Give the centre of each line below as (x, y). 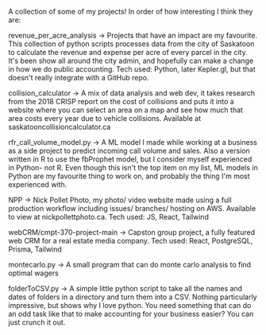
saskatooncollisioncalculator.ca (60, 127)
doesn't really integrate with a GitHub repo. (79, 78)
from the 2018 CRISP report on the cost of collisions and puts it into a (121, 101)
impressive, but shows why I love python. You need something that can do (130, 305)
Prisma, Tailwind (35, 249)
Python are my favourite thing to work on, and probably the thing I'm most (129, 176)
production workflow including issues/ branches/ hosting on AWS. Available (132, 208)
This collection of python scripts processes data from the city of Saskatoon (131, 44)
